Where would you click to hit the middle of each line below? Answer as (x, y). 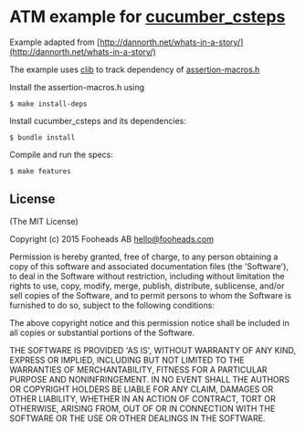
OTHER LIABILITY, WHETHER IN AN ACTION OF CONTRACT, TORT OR (142, 398)
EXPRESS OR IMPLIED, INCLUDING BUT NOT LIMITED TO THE (127, 360)
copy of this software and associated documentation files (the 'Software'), (149, 266)
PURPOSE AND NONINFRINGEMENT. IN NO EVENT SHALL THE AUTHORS (150, 379)
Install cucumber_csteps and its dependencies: (98, 121)
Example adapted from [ (55, 42)
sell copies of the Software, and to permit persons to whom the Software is (151, 295)
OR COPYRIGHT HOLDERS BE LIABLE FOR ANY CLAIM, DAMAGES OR (142, 389)
